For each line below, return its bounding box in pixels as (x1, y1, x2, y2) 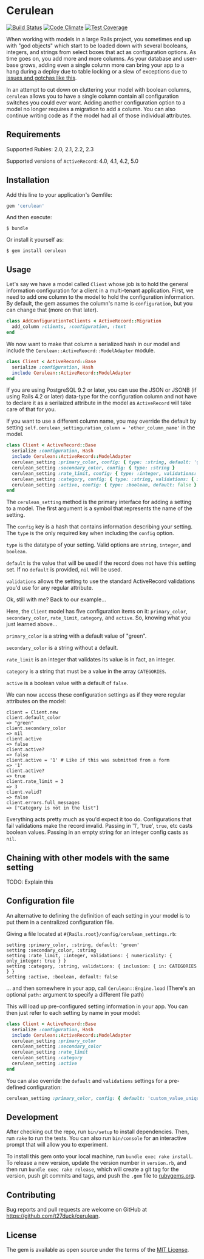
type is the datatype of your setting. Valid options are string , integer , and (6, 541, 191, 548)
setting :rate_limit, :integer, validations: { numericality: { (6, 952, 172, 958)
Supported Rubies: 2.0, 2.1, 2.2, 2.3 (6, 145, 94, 152)
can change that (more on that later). (6, 306, 98, 313)
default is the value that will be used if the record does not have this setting (6, 559, 196, 567)
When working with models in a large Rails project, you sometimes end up (6, 35, 191, 43)
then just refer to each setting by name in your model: (6, 1009, 141, 1016)
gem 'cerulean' (6, 203, 45, 209)
